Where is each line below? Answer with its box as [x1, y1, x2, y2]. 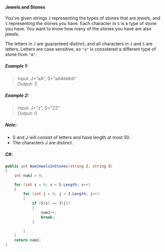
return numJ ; [14, 238, 41, 243]
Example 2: [5, 92, 29, 98]
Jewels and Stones [5, 4, 45, 10]
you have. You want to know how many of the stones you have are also [5, 26, 151, 32]
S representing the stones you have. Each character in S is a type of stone [5, 21, 156, 27]
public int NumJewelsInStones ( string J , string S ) [5, 164, 113, 169]
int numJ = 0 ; [14, 173, 43, 178]
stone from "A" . [5, 52, 37, 58]
